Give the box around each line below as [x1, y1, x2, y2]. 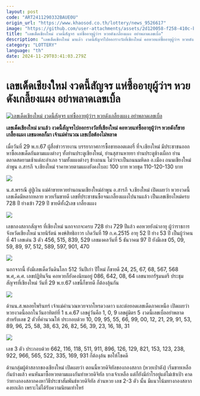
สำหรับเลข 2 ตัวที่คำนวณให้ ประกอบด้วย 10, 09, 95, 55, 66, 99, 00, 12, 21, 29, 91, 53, [6, 315, 192, 323]
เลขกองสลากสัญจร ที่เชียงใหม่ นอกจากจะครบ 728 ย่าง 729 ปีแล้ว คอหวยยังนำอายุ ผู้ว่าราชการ [6, 222, 190, 230]
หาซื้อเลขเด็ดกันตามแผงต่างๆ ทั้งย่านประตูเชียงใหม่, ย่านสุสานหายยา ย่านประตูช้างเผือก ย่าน [6, 149, 180, 156]
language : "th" [6, 48, 44, 54]
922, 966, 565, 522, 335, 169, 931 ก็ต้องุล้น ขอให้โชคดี [6, 352, 129, 359]
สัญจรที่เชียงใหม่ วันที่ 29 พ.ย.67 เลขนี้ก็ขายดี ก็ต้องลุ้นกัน [6, 279, 119, 286]
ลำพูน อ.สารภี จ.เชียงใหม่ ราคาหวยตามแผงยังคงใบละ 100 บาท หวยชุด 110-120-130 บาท [6, 162, 183, 170]
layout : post [6, 8, 39, 15]
